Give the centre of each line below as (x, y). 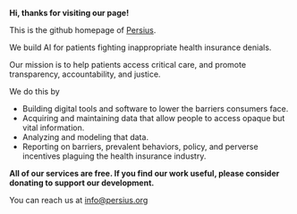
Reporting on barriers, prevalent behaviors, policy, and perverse (140, 147)
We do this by (34, 91)
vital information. (53, 128)
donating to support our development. (82, 183)
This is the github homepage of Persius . (83, 30)
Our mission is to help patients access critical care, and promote (128, 65)
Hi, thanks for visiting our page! (69, 13)
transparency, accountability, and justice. (85, 74)
